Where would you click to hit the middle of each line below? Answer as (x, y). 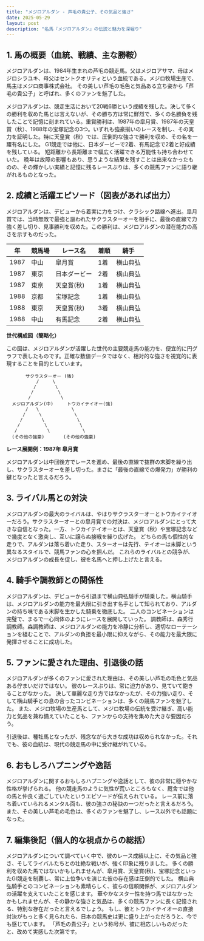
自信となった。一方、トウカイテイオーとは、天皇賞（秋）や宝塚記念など (107, 529)
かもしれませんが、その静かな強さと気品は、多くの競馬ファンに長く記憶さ (99, 901)
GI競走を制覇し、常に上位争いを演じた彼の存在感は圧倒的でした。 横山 (100, 878)
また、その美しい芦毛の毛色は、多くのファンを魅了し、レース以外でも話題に (102, 812)
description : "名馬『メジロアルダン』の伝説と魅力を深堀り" (74, 29)
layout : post (23, 23)
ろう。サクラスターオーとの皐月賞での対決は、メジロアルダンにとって (104, 521)
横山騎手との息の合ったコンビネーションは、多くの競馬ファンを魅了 (102, 701)
